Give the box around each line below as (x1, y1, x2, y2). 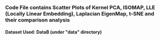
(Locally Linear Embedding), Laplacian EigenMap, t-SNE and (5, 10, 154, 17)
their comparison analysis (5, 16, 70, 23)
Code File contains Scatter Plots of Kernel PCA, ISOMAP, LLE (5, 4, 155, 11)
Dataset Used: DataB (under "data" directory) (5, 29, 102, 35)
